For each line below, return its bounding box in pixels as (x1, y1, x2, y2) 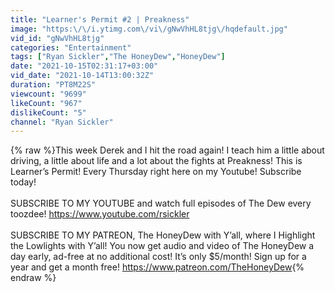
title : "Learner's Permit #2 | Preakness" (10, 14, 190, 25)
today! (10, 176, 37, 188)
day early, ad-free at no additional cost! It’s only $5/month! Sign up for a (10, 251, 307, 263)
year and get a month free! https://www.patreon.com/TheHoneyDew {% (10, 261, 305, 273)
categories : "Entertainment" (10, 42, 132, 53)
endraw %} (10, 272, 57, 284)
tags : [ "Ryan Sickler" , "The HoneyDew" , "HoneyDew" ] (10, 52, 226, 62)
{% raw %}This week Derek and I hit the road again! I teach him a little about (10, 144, 325, 156)
